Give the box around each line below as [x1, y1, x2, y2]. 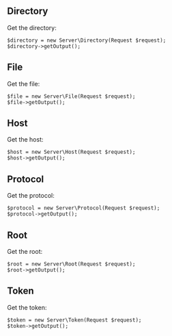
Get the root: [7, 248, 43, 256]
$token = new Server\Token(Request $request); [7, 316, 142, 324]
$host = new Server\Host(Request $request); [7, 148, 136, 156]
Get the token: [7, 303, 47, 311]
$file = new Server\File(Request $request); [7, 92, 136, 100]
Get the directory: [7, 23, 57, 31]
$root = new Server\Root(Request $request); [7, 261, 136, 268]
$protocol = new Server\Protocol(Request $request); [7, 205, 160, 211]
